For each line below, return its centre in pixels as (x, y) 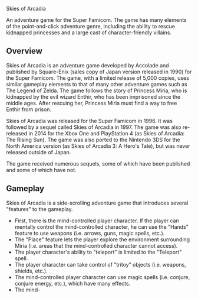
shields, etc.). (31, 271)
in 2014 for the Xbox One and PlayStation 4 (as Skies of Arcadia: (107, 133)
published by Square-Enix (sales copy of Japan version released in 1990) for (99, 72)
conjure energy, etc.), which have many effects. (72, 283)
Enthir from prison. (29, 109)
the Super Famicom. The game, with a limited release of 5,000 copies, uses (98, 78)
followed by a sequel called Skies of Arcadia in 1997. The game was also (94, 127)
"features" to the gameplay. (39, 209)
